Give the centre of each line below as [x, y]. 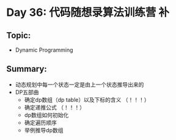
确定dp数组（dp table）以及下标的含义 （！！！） [87, 100]
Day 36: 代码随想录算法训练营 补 [88, 12]
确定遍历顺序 [40, 122]
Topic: [19, 35]
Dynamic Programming [44, 50]
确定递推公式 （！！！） [55, 107]
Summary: [27, 69]
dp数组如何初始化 [46, 115]
